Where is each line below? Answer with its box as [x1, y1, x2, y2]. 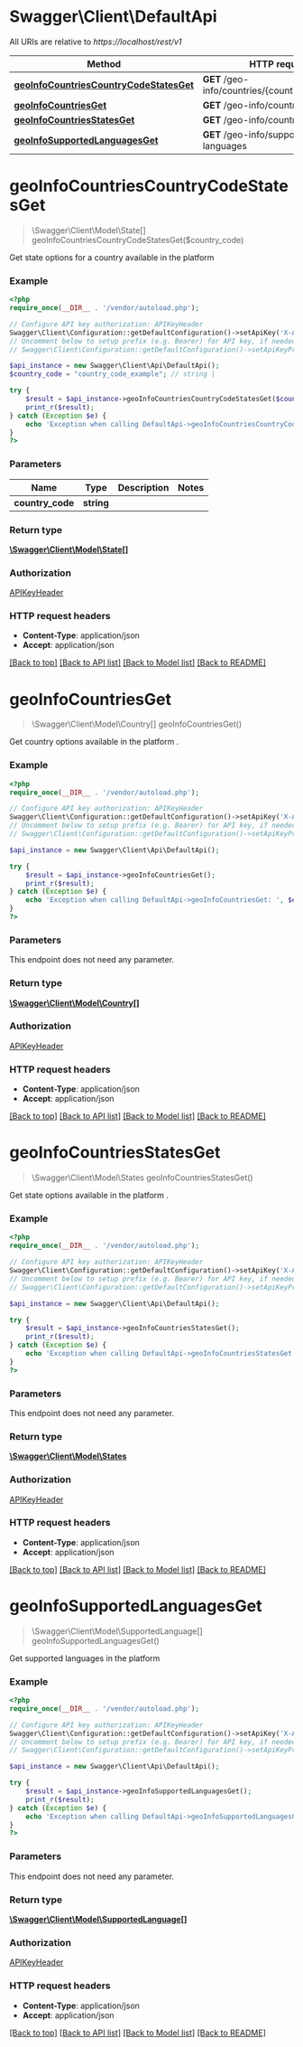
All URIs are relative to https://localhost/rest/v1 [9, 36, 182, 47]
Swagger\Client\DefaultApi [9, 6, 218, 27]
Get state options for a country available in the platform [9, 251, 215, 263]
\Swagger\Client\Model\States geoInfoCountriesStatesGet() [31, 1172, 254, 1183]
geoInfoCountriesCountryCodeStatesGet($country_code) [31, 234, 244, 245]
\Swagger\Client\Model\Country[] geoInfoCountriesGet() [31, 718, 243, 729]
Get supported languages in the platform [9, 1652, 161, 1664]
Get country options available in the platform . [9, 737, 179, 747]
